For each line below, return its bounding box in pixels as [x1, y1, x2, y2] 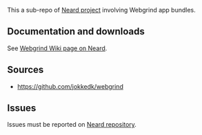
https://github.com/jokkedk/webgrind [17, 82, 124, 90]
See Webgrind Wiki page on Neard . [7, 44, 108, 52]
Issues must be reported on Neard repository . [7, 121, 137, 129]
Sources [7, 64, 44, 76]
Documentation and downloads [7, 25, 145, 37]
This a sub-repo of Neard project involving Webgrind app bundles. [7, 6, 196, 14]
